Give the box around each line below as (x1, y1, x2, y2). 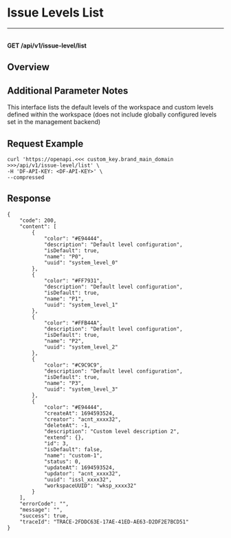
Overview (7, 61, 50, 73)
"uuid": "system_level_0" (43, 259, 118, 266)
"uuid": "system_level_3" (43, 386, 118, 393)
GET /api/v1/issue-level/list (7, 41, 87, 50)
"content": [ (19, 223, 57, 230)
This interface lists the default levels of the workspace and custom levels (7, 103, 214, 112)
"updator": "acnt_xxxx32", (43, 470, 122, 477)
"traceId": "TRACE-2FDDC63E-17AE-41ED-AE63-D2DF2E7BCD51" (19, 518, 189, 525)
